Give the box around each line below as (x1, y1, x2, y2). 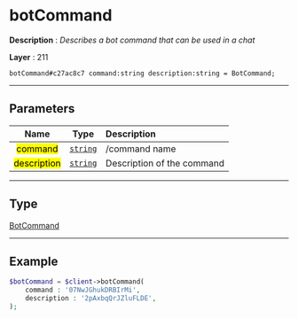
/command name (105, 143, 176, 155)
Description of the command (105, 157, 224, 169)
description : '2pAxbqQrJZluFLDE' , (25, 294, 157, 303)
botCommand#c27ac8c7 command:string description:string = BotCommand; (9, 68, 276, 78)
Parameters (9, 101, 75, 116)
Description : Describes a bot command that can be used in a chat (9, 35, 255, 45)
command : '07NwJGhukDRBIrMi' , (25, 285, 141, 295)
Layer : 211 (9, 51, 49, 62)
